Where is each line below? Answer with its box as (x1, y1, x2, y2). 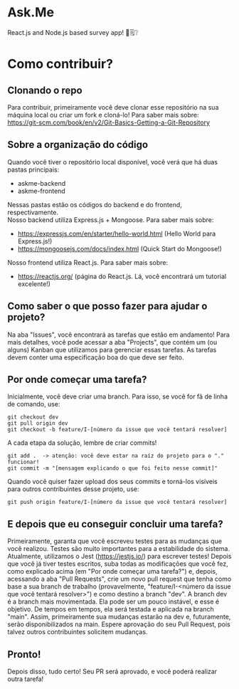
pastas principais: (7, 165, 60, 174)
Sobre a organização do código (7, 139, 148, 151)
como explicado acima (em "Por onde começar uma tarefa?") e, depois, (7, 567, 218, 576)
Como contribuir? (7, 56, 114, 72)
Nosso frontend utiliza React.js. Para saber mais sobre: (7, 258, 169, 267)
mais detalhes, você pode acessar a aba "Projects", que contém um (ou (7, 337, 218, 346)
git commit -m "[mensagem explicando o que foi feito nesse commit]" (7, 465, 218, 472)
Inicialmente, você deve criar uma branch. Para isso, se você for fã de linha (7, 392, 228, 401)
